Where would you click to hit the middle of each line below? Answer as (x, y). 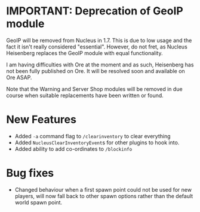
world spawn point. (39, 202)
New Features (41, 119)
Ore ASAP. (19, 77)
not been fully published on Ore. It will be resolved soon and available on (96, 71)
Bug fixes (30, 173)
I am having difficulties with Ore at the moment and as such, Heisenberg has (100, 65)
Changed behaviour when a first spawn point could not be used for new (103, 189)
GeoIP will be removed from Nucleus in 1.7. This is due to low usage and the (99, 40)
